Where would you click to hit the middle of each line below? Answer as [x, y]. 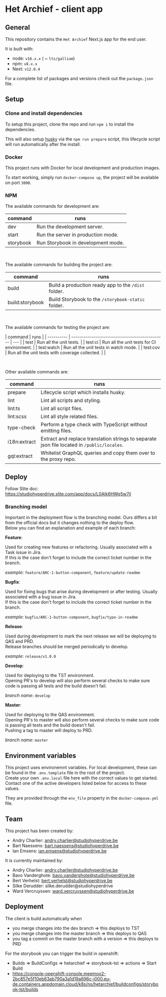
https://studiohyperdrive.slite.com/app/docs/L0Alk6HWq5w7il [68, 494]
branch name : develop [28, 695]
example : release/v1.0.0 [31, 656]
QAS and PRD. [20, 641]
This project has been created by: [40, 831]
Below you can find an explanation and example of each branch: [70, 528]
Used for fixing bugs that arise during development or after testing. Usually [82, 591]
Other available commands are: [37, 372]
